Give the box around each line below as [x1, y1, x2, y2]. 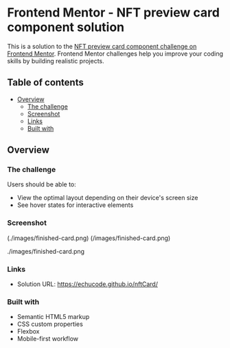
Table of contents [7, 77, 84, 89]
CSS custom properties [16, 320, 84, 328]
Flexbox [16, 327, 40, 336]
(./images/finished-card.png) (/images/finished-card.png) [7, 234, 171, 242]
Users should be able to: [7, 180, 77, 188]
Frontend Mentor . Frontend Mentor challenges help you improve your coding [7, 50, 224, 58]
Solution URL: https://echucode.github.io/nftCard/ [16, 280, 158, 288]
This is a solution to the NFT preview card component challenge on [7, 42, 197, 50]
